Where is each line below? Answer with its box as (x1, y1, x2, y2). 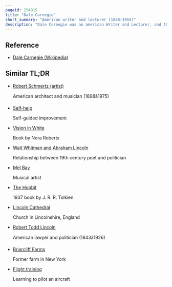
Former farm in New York (12, 256, 66, 262)
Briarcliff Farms (12, 246, 46, 252)
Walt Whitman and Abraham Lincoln (12, 145, 89, 151)
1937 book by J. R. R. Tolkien (12, 194, 74, 200)
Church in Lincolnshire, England (12, 214, 80, 220)
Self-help (12, 105, 32, 111)
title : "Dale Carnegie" (5, 12, 56, 17)
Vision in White (12, 125, 45, 131)
